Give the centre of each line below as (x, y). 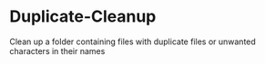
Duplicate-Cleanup (83, 17)
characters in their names (57, 50)
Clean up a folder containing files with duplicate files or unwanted (133, 41)
